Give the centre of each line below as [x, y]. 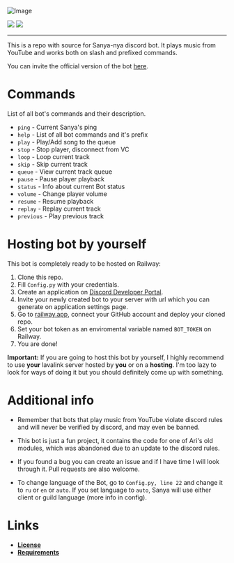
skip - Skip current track [53, 164]
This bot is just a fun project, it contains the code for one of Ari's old [115, 440]
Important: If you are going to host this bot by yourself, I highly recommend [116, 357]
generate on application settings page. [73, 306]
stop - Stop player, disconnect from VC [73, 149]
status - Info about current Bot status [71, 186]
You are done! [37, 344]
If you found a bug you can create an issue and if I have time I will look [118, 461]
